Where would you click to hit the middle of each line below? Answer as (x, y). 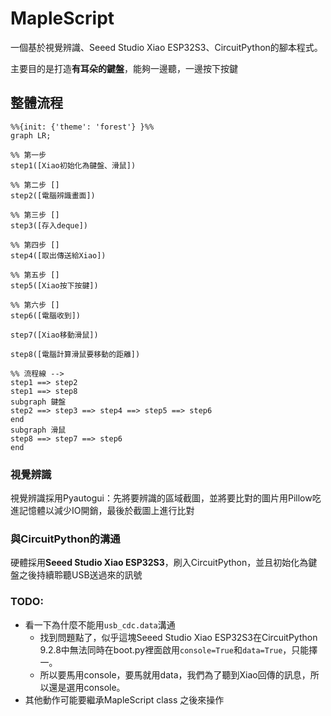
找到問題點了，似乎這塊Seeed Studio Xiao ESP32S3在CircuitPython (178, 637)
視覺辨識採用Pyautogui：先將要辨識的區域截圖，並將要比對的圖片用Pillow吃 (166, 498)
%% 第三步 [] (35, 215)
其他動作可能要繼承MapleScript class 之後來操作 (124, 699)
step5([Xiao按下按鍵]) (54, 285)
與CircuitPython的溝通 (65, 539)
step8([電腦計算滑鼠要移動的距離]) (75, 354)
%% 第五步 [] (35, 275)
